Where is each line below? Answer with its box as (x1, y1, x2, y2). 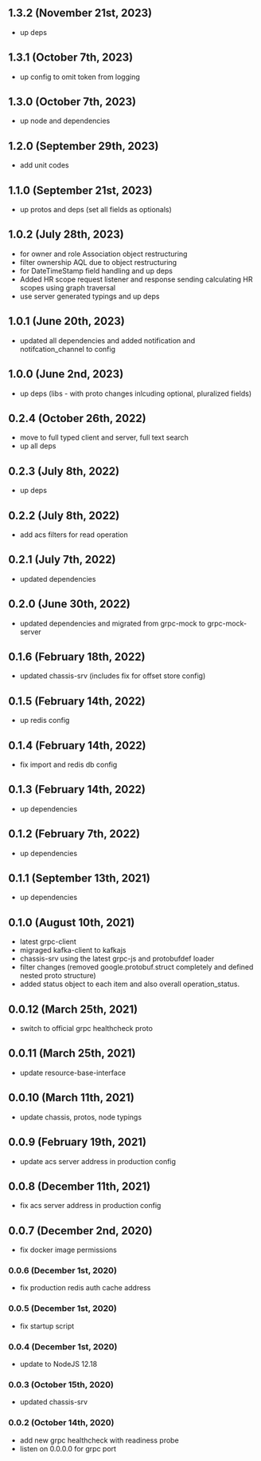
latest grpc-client (19, 937, 77, 946)
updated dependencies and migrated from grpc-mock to (19, 618, 205, 628)
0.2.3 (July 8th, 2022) (8, 464, 120, 478)
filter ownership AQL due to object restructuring (19, 257, 177, 267)
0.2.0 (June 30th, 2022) (8, 598, 131, 611)
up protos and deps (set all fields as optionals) (19, 205, 173, 215)
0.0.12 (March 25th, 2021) (8, 1002, 138, 1016)
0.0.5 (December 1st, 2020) (8, 1303, 117, 1314)
